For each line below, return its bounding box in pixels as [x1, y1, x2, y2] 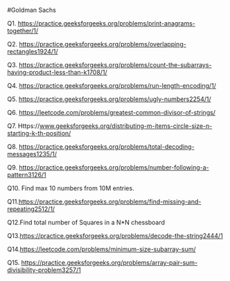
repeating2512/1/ [7, 205, 55, 213]
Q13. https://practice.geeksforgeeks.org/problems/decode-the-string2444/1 [7, 232, 223, 239]
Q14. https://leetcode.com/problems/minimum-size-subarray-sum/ [7, 245, 196, 253]
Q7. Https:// [7, 122, 40, 130]
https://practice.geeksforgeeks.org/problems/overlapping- [19, 40, 187, 48]
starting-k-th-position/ [7, 129, 71, 137]
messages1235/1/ [7, 150, 57, 158]
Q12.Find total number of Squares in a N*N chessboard [7, 218, 165, 226]
